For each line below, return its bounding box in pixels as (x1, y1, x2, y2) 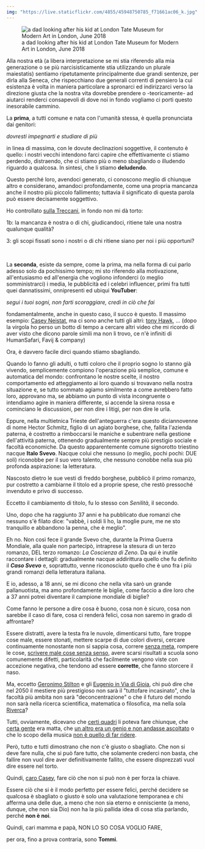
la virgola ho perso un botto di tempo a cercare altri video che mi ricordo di (6, 323, 195, 330)
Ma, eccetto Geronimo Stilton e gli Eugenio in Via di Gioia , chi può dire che (6, 680, 193, 687)
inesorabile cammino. (6, 102, 60, 110)
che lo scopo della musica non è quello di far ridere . (6, 731, 137, 739)
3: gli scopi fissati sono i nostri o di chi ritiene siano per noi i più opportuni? (6, 237, 195, 244)
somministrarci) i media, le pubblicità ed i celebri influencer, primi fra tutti (6, 280, 190, 287)
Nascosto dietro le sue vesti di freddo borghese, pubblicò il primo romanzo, (6, 474, 196, 482)
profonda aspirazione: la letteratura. (6, 462, 96, 470)
